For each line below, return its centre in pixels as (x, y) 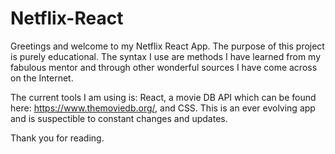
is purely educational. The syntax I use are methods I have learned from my (166, 56)
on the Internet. (42, 78)
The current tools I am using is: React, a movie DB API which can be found (163, 97)
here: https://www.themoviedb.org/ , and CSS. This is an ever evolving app (163, 108)
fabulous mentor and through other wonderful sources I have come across (164, 67)
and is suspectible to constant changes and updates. (119, 118)
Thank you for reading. (57, 138)
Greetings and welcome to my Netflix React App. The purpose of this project (167, 46)
